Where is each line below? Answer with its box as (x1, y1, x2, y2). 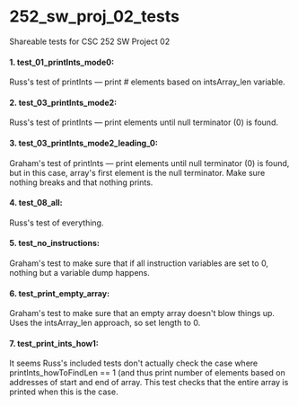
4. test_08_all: (9, 198, 63, 208)
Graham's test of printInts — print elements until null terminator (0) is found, (9, 157, 290, 168)
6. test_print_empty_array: (9, 287, 110, 298)
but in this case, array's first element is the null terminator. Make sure (9, 167, 266, 178)
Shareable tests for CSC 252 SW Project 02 (9, 36, 171, 47)
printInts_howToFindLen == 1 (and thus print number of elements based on (9, 367, 285, 378)
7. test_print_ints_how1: (9, 338, 99, 349)
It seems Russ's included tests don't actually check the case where (9, 357, 259, 369)
